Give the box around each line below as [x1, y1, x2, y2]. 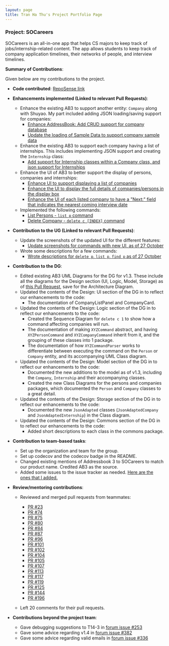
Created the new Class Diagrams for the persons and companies [27, 380, 162, 386]
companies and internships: [20, 174, 78, 181]
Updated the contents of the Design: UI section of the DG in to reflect [20, 288, 163, 295]
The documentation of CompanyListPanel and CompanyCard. [27, 300, 155, 306]
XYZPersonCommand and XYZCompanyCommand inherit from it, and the [27, 331, 160, 338]
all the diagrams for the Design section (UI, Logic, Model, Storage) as [20, 278, 163, 284]
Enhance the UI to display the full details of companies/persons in [27, 185, 164, 192]
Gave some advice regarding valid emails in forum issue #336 [20, 635, 148, 641]
